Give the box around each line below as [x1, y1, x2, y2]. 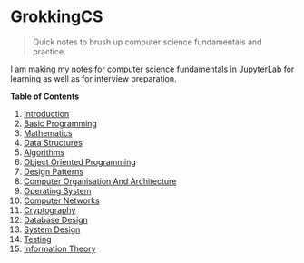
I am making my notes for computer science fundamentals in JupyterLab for [10, 63, 295, 74]
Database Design [23, 214, 89, 225]
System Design [23, 224, 81, 235]
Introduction [23, 108, 70, 119]
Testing [23, 233, 53, 244]
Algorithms [23, 147, 65, 158]
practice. [32, 45, 66, 56]
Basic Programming [23, 118, 98, 129]
